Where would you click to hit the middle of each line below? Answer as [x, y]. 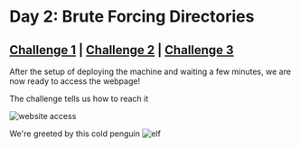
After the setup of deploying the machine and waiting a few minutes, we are [150, 71]
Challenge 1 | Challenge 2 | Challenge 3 [122, 50]
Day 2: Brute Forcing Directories [132, 17]
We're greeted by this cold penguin [75, 134]
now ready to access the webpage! [75, 81]
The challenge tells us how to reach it [79, 98]
